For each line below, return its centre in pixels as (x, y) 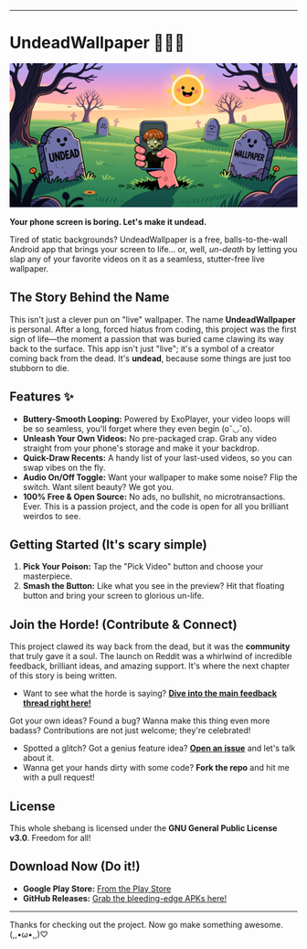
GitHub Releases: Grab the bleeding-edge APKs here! (124, 898)
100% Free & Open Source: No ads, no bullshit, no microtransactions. (154, 496)
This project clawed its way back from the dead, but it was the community (150, 646)
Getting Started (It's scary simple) (108, 544)
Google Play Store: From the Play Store (97, 889)
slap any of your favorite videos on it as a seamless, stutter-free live (137, 259)
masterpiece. (48, 576)
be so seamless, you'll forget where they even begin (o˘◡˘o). (138, 428)
